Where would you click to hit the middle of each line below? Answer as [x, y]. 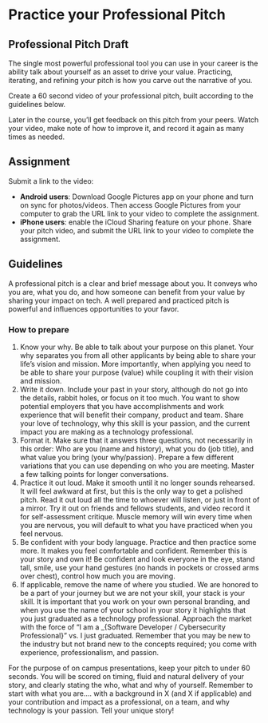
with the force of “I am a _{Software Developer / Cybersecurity [122, 627]
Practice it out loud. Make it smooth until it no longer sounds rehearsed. [137, 483]
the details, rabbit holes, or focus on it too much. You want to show [130, 398]
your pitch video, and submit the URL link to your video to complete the [136, 230]
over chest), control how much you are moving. [97, 576]
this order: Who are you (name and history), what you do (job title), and [136, 448]
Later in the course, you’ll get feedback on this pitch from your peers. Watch [134, 120]
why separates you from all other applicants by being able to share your [138, 355]
